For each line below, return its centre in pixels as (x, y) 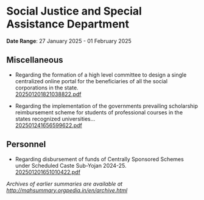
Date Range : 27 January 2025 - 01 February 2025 (69, 41)
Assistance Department (68, 24)
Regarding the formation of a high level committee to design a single (101, 75)
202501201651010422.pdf (48, 172)
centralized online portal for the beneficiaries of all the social (91, 81)
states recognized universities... (55, 119)
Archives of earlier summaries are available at (65, 184)
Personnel (26, 144)
